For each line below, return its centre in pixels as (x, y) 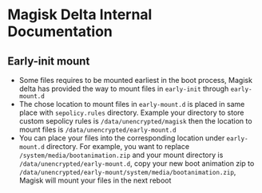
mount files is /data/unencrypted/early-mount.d (97, 130)
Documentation (60, 32)
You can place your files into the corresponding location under (122, 138)
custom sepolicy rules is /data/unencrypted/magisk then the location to (135, 121)
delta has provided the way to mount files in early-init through (124, 89)
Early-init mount (49, 61)
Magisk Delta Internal (80, 15)
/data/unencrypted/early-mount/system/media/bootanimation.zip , (127, 172)
